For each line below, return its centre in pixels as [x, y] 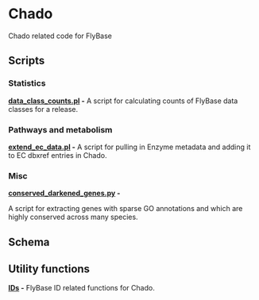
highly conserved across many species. [73, 217]
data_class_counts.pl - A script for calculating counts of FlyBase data [123, 101]
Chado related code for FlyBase [60, 36]
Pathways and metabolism [60, 129]
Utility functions [49, 269]
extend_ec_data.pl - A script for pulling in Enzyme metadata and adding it [129, 147]
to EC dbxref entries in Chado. [58, 155]
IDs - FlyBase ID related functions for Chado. [81, 288]
